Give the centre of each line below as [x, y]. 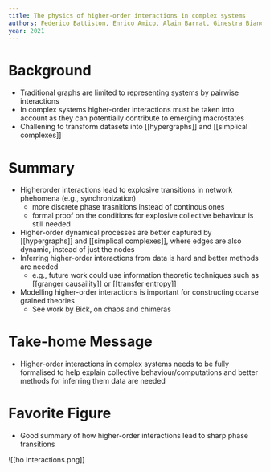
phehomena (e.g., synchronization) [78, 198]
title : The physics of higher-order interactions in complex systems [127, 16]
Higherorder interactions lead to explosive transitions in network [126, 190]
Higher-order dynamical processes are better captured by [116, 233]
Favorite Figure [60, 413]
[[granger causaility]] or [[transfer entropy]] [104, 284]
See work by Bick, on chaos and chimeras [101, 309]
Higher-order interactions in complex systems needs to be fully [125, 364]
